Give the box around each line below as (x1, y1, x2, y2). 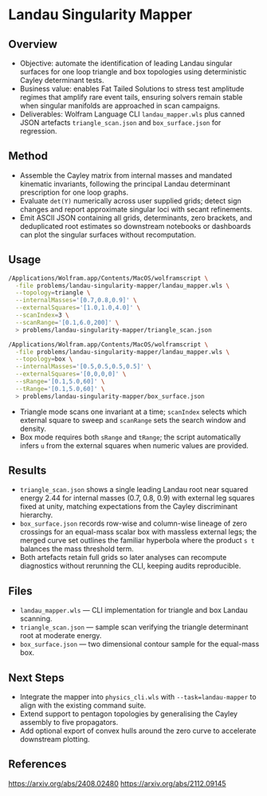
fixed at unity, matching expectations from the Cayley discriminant (19, 502, 238, 511)
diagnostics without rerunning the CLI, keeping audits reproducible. (19, 561, 241, 571)
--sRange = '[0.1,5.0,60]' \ (15, 377, 105, 385)
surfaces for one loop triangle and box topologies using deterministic (19, 67, 247, 77)
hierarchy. (19, 510, 53, 520)
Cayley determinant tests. (19, 76, 104, 85)
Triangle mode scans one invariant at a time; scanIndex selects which (19, 407, 247, 416)
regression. (19, 126, 57, 136)
